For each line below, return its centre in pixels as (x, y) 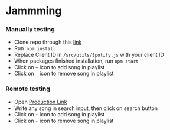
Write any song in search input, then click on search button (86, 108)
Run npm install (35, 48)
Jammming (34, 11)
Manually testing (30, 30)
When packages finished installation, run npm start (76, 61)
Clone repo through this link (48, 42)
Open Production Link (40, 102)
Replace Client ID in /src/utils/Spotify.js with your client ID (89, 55)
